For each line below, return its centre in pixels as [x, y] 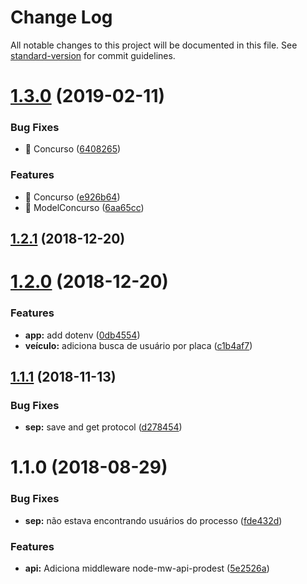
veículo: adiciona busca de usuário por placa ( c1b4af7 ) [138, 345]
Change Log [61, 17]
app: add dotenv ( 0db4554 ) [82, 335]
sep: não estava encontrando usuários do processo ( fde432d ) [153, 520]
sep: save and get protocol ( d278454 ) [103, 427]
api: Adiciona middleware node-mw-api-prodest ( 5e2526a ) [147, 568]
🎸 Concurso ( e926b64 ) [72, 197]
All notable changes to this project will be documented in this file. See [154, 45]
